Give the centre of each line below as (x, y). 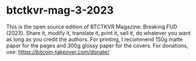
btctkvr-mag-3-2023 (60, 10)
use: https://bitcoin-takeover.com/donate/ (58, 52)
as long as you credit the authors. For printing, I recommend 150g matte (95, 39)
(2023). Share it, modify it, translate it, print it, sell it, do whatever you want (99, 33)
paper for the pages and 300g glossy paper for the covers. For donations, (97, 46)
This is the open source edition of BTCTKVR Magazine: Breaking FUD (92, 27)
